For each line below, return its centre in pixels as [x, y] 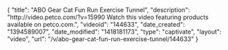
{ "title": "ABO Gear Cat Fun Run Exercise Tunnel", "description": [98, 10]
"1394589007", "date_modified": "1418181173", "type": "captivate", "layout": [114, 32]
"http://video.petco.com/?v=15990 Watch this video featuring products [108, 17]
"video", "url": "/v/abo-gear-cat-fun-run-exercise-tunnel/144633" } [103, 39]
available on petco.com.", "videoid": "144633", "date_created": [96, 24]
